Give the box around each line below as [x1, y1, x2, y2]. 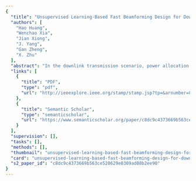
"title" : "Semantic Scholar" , [20, 106, 95, 112]
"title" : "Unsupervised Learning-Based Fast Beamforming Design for [11, 14, 181, 20]
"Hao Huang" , [16, 25, 48, 31]
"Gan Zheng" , [16, 47, 48, 53]
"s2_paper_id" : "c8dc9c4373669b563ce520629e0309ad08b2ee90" [11, 161, 160, 166]
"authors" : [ [11, 19, 43, 25]
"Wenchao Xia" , [16, 30, 53, 36]
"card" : [11, 155, 30, 161]
